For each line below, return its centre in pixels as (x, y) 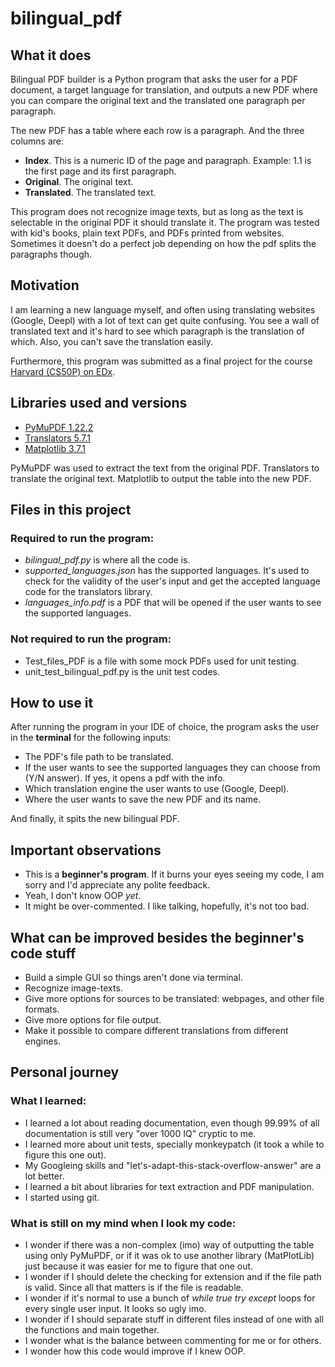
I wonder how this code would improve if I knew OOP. (135, 1351)
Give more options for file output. (93, 1020)
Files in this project (71, 510)
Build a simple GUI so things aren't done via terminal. (133, 978)
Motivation (45, 285)
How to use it (52, 703)
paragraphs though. (51, 254)
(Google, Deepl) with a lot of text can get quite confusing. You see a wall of (165, 320)
